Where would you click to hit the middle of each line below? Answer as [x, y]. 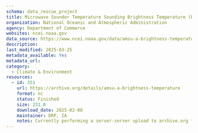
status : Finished [38, 99]
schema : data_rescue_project [42, 11]
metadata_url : [24, 61]
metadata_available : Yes [37, 55]
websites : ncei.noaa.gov [37, 34]
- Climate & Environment [42, 72]
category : [18, 66]
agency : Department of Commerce [46, 28]
